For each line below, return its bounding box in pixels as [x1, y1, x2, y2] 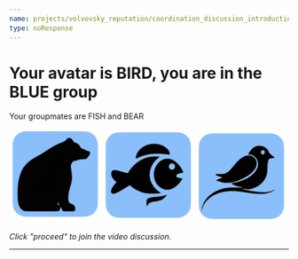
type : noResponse [9, 23, 74, 33]
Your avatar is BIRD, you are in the [9, 63, 263, 83]
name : [9, 14, 29, 23]
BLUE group [9, 82, 98, 102]
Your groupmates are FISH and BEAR [9, 111, 145, 122]
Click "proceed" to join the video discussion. [9, 231, 172, 241]
